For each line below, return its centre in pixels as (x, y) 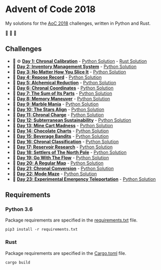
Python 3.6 (19, 209)
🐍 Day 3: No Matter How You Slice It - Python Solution (69, 72)
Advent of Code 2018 (50, 9)
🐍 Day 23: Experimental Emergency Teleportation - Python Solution (84, 179)
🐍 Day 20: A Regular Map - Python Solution (58, 163)
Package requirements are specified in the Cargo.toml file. (66, 253)
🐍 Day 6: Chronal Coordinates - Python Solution (63, 88)
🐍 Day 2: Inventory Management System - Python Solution (74, 66)
